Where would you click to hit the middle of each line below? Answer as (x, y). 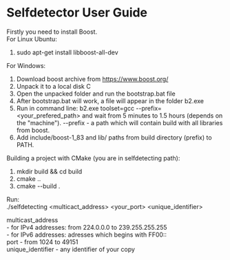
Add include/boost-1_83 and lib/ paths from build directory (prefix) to (114, 137)
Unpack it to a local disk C (53, 86)
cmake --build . (38, 186)
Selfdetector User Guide (77, 13)
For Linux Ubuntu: (32, 39)
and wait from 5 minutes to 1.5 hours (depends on (152, 116)
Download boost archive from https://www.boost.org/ (92, 79)
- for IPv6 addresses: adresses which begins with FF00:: (86, 235)
